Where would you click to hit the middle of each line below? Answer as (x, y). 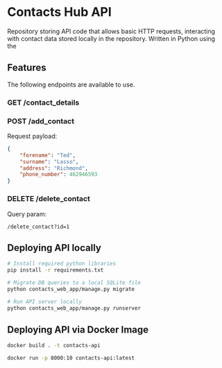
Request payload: (32, 136)
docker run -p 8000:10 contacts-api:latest (71, 358)
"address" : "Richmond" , (54, 168)
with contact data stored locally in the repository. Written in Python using (111, 38)
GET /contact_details (43, 103)
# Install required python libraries (62, 264)
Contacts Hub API (60, 12)
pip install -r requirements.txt (55, 270)
